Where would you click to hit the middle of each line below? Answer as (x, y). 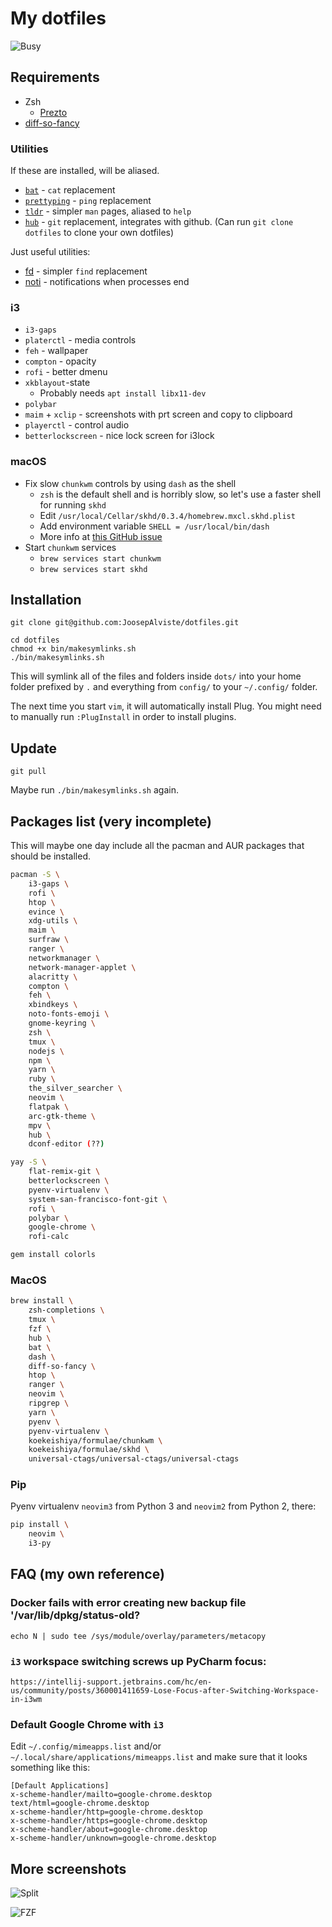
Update (34, 748)
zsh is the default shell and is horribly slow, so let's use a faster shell (180, 494)
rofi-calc (49, 1237)
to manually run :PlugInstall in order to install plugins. (123, 717)
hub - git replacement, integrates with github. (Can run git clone (159, 222)
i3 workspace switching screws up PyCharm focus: (138, 1661)
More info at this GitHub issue (101, 536)
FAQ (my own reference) (87, 1574)
